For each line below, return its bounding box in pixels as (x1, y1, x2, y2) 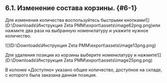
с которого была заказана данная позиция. (5, 72, 97, 78)
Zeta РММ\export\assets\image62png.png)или (64, 22, 161, 28)
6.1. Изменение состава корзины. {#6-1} (5, 4, 138, 12)
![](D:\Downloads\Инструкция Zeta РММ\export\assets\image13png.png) (5, 42, 156, 48)
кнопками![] (124, 17, 150, 23)
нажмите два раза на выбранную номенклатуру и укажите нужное (5, 27, 149, 34)
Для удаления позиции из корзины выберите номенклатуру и (5, 52, 137, 58)
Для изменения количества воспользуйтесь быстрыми (5, 17, 123, 23)
